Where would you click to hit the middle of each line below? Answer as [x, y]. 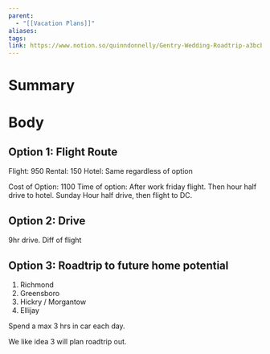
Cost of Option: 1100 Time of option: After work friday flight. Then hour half [133, 187]
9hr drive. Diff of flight [45, 240]
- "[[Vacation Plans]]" [55, 23]
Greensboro [40, 293]
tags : [17, 38]
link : [17, 46]
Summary [41, 86]
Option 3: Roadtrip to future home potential [119, 265]
